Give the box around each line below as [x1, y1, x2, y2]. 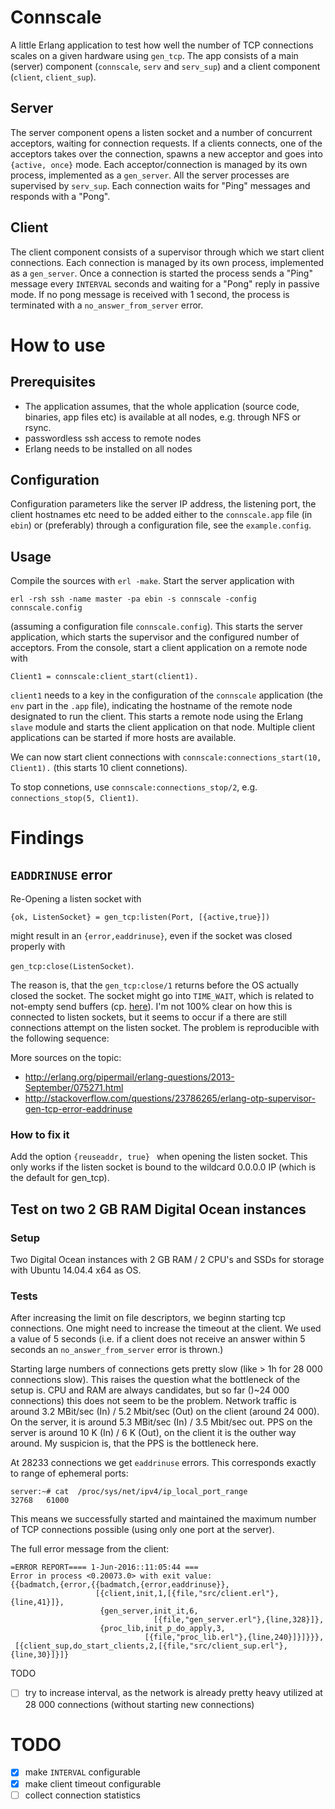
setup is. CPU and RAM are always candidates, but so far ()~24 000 [10, 1384, 290, 1396]
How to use [10, 334, 106, 356]
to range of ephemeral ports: [10, 1467, 129, 1480]
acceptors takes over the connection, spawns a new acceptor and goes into [10, 147, 323, 160]
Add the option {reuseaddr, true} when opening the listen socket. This [10, 1151, 308, 1163]
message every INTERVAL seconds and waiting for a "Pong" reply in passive [10, 277, 320, 290]
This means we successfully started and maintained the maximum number [10, 1513, 317, 1525]
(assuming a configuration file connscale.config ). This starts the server [10, 621, 303, 633]
